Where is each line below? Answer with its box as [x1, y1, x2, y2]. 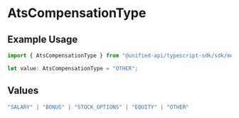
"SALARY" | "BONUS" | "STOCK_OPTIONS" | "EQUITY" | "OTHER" [7, 103, 190, 111]
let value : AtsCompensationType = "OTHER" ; [7, 65, 139, 72]
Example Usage [7, 33, 78, 45]
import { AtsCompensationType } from [7, 52, 119, 59]
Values [7, 85, 39, 97]
